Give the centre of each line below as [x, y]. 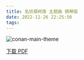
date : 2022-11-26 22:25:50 [39, 17]
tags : [13, 22]
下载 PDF [17, 51]
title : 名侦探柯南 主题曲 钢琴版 [42, 11]
